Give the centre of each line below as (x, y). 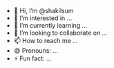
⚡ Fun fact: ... (32, 58)
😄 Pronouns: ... (36, 51)
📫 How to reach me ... (46, 41)
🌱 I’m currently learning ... (50, 25)
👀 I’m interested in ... (43, 18)
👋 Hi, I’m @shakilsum (44, 11)
